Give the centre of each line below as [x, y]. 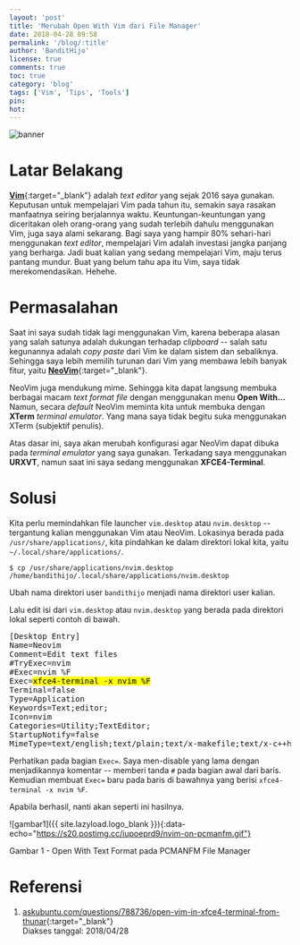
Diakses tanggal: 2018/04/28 [75, 931]
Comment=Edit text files [63, 655]
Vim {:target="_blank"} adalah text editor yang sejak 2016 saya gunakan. [142, 196]
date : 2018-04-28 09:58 [54, 34]
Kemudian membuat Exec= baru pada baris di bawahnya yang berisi [133, 780]
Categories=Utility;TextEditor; [80, 726]
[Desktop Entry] [45, 637]
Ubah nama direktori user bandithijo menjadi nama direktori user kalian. [142, 592]
